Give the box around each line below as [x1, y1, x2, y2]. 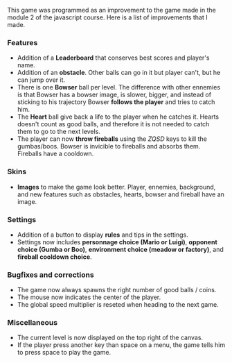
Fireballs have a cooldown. [17, 149, 94, 158]
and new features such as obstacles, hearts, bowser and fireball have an [17, 190, 225, 199]
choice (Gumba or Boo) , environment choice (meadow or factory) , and [17, 245, 224, 253]
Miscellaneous [7, 318, 57, 328]
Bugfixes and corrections [7, 270, 95, 280]
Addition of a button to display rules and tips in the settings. [17, 230, 188, 239]
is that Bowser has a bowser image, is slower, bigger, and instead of [17, 90, 212, 99]
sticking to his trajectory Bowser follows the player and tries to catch [17, 98, 215, 106]
